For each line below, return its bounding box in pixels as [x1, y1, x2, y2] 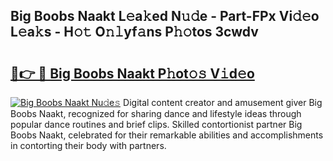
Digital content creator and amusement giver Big [123, 97, 323, 108]
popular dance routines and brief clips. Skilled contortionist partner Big [10, 119, 303, 130]
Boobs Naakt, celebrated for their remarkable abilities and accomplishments [10, 129, 324, 141]
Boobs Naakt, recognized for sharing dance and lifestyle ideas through [10, 108, 302, 119]
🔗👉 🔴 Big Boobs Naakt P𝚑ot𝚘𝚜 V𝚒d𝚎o [10, 65, 255, 82]
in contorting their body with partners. [10, 140, 167, 151]
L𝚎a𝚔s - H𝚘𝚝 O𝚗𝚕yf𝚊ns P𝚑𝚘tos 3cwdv [10, 24, 259, 41]
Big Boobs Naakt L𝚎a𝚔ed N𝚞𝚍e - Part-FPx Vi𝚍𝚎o [10, 8, 320, 25]
